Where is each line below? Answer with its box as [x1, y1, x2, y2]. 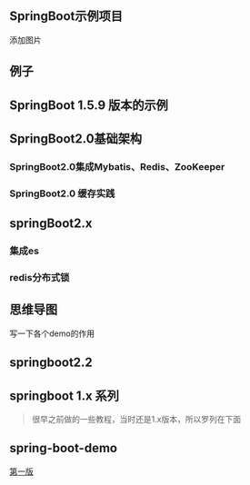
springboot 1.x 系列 [9, 388, 120, 403]
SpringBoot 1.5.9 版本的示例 [9, 97, 168, 113]
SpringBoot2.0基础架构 [9, 131, 143, 146]
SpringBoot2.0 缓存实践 [9, 187, 115, 200]
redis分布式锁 [9, 272, 70, 284]
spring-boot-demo [9, 440, 118, 456]
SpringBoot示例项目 [9, 8, 124, 25]
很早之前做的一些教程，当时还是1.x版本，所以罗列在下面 [31, 414, 242, 425]
